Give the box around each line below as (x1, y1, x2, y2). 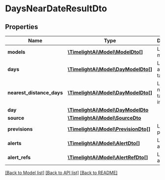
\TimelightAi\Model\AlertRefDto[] (67, 154, 148, 161)
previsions (7, 126, 33, 132)
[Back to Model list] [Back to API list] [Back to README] (5, 170, 118, 176)
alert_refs (7, 154, 31, 161)
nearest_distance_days (7, 89, 63, 96)
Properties (5, 23, 38, 31)
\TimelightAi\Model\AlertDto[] (67, 140, 140, 146)
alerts (7, 140, 22, 146)
